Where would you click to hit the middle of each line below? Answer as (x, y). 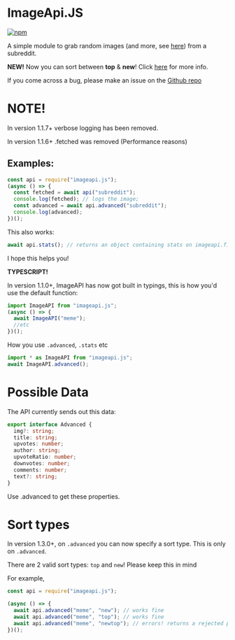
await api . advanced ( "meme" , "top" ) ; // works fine (89, 617)
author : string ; (37, 450)
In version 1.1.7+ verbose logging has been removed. (83, 128)
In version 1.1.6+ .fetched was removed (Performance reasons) (97, 141)
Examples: (31, 163)
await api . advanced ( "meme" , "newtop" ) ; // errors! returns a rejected (119, 623)
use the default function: (43, 292)
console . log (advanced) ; (48, 212)
